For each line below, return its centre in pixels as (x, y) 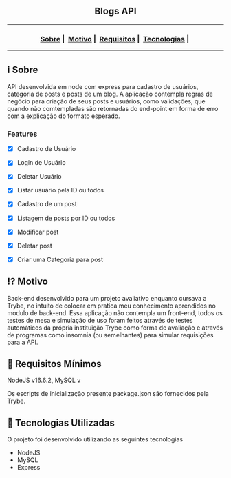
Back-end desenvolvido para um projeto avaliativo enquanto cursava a (107, 298)
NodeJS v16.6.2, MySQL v (44, 380)
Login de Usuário (42, 163)
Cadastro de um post (47, 204)
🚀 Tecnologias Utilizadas (61, 422)
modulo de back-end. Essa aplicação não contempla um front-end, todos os (115, 312)
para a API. (23, 342)
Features (22, 134)
